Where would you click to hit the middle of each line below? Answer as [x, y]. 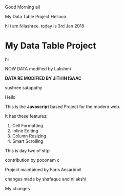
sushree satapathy [24, 87]
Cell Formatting [28, 125]
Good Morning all [22, 7]
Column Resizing [29, 136]
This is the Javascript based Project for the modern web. [63, 107]
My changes [18, 188]
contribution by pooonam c [32, 160]
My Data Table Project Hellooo [36, 16]
